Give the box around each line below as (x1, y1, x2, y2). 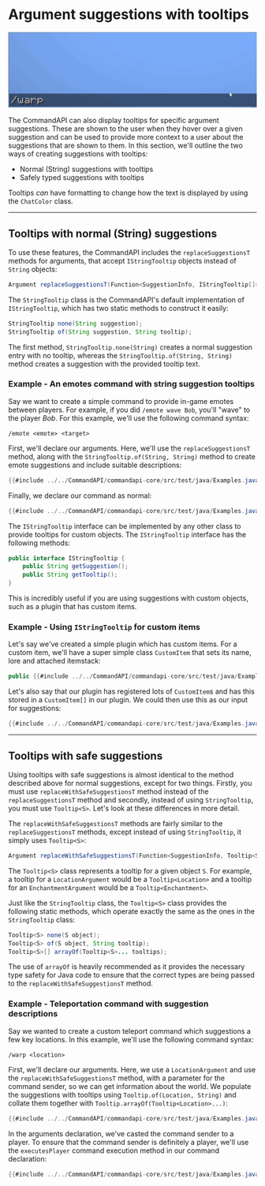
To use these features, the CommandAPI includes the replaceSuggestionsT (8, 247, 251, 257)
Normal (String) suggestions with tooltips (19, 164, 154, 174)
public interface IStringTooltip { (8, 554, 125, 562)
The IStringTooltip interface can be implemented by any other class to (8, 521, 242, 530)
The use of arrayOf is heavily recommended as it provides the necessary (8, 962, 245, 971)
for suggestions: (8, 704, 62, 713)
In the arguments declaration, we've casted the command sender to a (8, 1128, 234, 1138)
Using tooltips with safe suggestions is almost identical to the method (8, 769, 234, 779)
